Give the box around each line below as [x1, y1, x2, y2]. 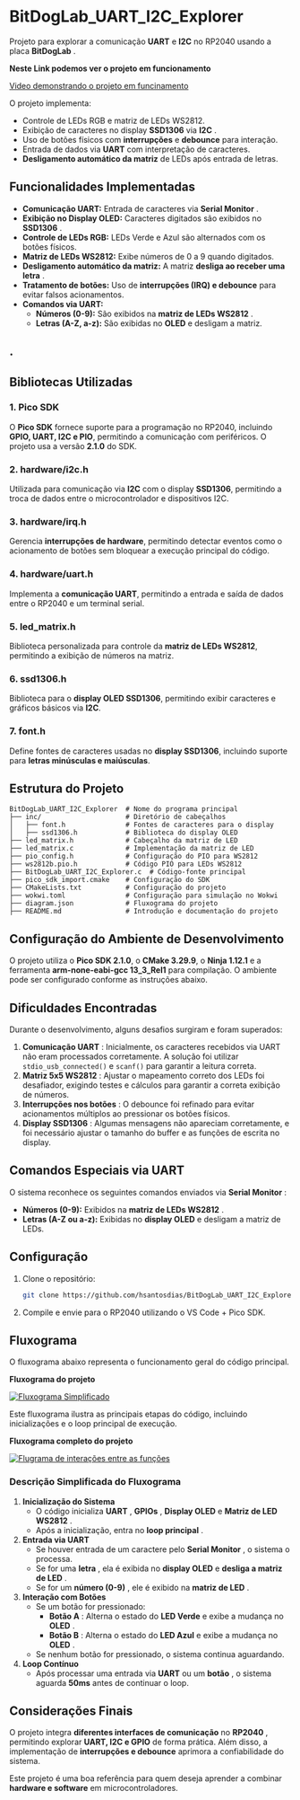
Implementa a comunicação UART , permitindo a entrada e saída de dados [9, 588, 284, 599]
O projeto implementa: [9, 97, 91, 109]
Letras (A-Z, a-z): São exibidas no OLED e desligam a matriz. [35, 317, 262, 329]
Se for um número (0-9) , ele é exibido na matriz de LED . [35, 1582, 250, 1593]
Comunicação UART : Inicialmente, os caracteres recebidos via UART [21, 1042, 281, 1053]
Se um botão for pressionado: [35, 1601, 146, 1611]
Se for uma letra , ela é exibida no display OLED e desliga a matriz [35, 1563, 283, 1574]
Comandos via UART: [21, 298, 104, 309]
